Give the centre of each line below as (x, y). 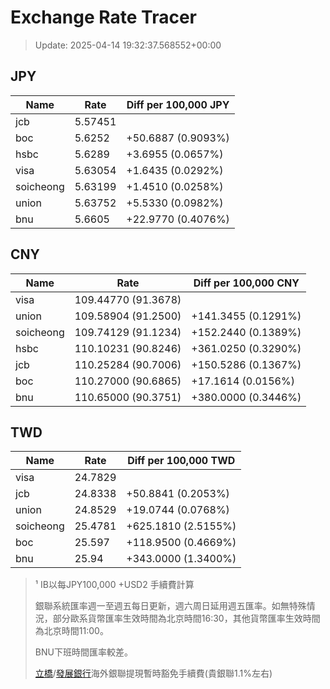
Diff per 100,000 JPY (178, 104)
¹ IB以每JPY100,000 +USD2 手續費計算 (114, 585)
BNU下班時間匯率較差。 (83, 652)
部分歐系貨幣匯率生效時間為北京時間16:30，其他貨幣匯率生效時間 (186, 618)
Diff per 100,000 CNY (246, 283)
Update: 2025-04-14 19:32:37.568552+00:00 (128, 45)
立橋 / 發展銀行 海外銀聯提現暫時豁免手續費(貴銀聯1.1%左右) (153, 673)
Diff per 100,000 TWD (181, 461)
